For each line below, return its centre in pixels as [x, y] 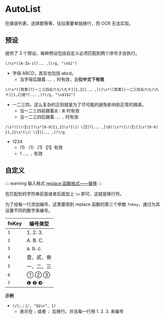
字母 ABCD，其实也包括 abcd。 [44, 73]
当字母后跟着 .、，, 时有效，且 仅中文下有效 [62, 79]
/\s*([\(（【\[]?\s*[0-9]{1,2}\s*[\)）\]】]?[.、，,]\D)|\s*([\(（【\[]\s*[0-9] [82, 127]
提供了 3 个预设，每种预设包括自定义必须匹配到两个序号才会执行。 [72, 53]
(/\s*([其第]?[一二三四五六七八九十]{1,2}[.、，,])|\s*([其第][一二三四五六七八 [80, 90]
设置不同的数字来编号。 [29, 210]
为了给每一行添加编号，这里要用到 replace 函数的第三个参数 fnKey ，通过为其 [82, 204]
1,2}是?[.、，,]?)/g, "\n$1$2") [44, 95]
